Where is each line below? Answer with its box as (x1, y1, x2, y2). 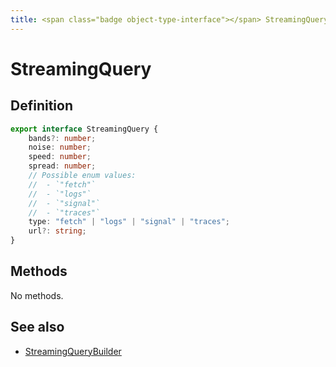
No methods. (10, 289, 64, 301)
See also (10, 319, 65, 336)
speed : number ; (28, 152, 92, 162)
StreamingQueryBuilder (24, 345, 122, 357)
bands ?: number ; (28, 133, 97, 143)
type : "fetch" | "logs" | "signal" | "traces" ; (28, 217, 230, 227)
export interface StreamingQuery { (10, 124, 159, 134)
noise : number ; (28, 142, 92, 153)
